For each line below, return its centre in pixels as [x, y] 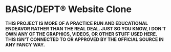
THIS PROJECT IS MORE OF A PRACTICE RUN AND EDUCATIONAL [77, 23]
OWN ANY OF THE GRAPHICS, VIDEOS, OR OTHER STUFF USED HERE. [81, 34]
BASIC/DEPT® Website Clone [69, 9]
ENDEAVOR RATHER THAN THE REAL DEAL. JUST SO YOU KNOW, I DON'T [86, 28]
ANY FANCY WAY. [25, 44]
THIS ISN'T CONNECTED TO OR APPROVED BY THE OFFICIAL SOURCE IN [84, 39]
